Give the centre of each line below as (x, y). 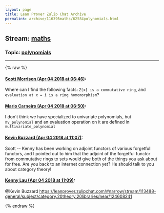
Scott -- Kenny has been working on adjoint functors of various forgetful (78, 148)
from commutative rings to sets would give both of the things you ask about (81, 159)
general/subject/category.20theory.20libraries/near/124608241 (69, 196)
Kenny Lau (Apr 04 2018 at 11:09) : (40, 180)
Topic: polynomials (28, 52)
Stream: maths (28, 38)
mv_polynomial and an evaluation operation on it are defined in (67, 122)
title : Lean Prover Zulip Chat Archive (46, 14)
